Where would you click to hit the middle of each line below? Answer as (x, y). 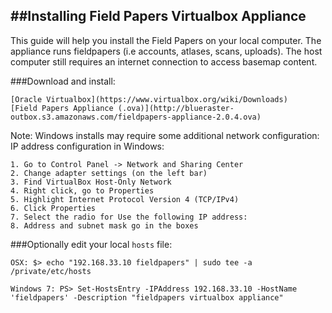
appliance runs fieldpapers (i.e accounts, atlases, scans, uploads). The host (166, 51)
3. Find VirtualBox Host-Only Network (91, 182)
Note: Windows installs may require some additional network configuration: (165, 135)
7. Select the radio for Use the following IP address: (129, 217)
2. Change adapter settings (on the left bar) (109, 173)
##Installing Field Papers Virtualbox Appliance (158, 16)
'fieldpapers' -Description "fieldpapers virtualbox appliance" (147, 297)
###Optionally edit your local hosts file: (91, 244)
